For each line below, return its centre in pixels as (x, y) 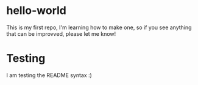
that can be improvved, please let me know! (61, 33)
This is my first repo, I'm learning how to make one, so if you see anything (99, 27)
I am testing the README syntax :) (49, 75)
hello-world (37, 11)
